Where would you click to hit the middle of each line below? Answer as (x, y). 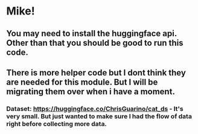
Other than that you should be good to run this (95, 43)
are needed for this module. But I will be (82, 82)
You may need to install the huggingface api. (91, 33)
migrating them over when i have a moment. (91, 91)
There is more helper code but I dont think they (96, 73)
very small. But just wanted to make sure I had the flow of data (99, 116)
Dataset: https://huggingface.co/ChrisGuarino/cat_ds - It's (95, 109)
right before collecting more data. (57, 124)
